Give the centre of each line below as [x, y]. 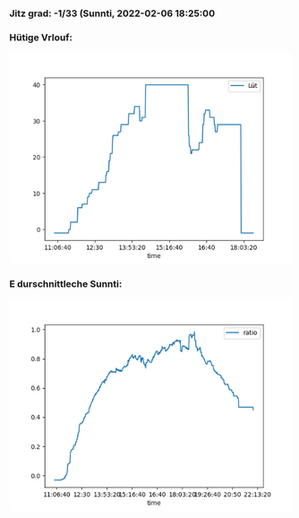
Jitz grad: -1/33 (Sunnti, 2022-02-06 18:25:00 [112, 13]
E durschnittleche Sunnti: [66, 284]
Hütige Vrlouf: [41, 37]
